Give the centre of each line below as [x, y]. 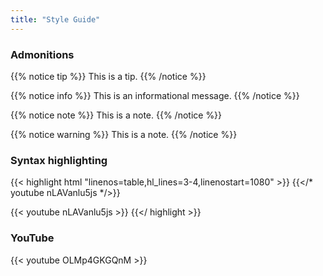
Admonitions [42, 54]
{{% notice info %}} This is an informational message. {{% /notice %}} [155, 95]
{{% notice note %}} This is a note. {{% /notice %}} [116, 115]
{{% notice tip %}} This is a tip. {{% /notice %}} [108, 76]
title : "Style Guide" [55, 19]
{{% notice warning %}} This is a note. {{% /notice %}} [124, 134]
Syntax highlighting [59, 160]
